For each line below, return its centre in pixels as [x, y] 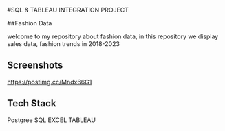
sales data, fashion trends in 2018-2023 [64, 44]
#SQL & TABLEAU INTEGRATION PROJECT [68, 10]
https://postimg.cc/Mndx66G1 [50, 82]
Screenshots [35, 65]
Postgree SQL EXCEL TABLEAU [52, 120]
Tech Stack [32, 103]
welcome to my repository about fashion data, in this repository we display [113, 36]
